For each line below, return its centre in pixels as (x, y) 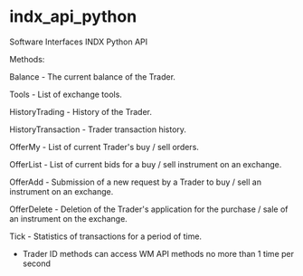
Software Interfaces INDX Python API (79, 42)
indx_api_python (73, 17)
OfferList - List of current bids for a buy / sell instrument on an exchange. (146, 164)
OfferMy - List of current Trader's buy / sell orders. (104, 147)
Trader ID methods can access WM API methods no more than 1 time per (158, 253)
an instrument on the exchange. (69, 218)
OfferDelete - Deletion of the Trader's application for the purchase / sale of (149, 209)
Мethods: (27, 59)
